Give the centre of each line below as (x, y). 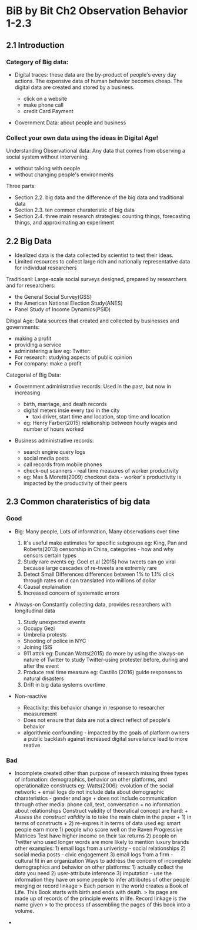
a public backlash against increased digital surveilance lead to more (106, 738)
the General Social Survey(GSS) (53, 296)
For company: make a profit (48, 363)
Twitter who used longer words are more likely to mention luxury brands (102, 842)
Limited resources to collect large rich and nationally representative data (102, 261)
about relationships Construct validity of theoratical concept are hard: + (101, 810)
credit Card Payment (48, 111)
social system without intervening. (48, 157)
